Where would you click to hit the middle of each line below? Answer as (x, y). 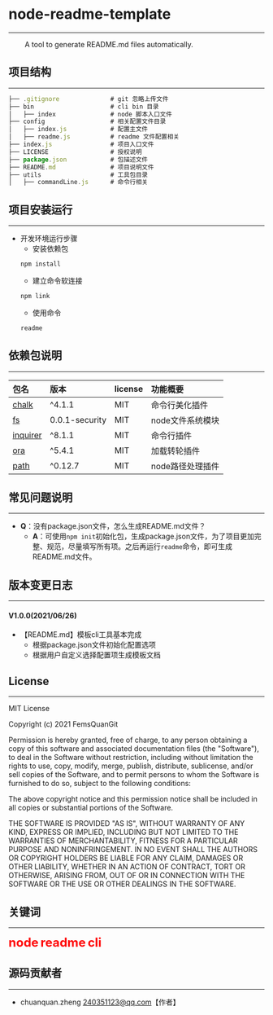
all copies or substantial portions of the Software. (91, 808)
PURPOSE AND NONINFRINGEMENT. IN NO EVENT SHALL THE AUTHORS (133, 850)
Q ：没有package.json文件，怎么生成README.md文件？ (113, 526)
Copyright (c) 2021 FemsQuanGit (63, 724)
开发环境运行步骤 (49, 239)
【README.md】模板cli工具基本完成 (81, 635)
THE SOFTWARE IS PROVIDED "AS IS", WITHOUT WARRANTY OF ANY (127, 824)
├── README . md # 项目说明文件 (81, 167)
